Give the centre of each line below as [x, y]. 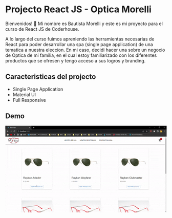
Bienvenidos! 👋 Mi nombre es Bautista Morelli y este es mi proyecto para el [84, 24]
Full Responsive [29, 100]
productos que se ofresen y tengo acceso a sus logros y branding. [76, 60]
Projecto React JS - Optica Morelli [79, 9]
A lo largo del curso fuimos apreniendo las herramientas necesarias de [80, 39]
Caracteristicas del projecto [51, 77]
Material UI [24, 94]
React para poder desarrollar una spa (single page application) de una [79, 44]
